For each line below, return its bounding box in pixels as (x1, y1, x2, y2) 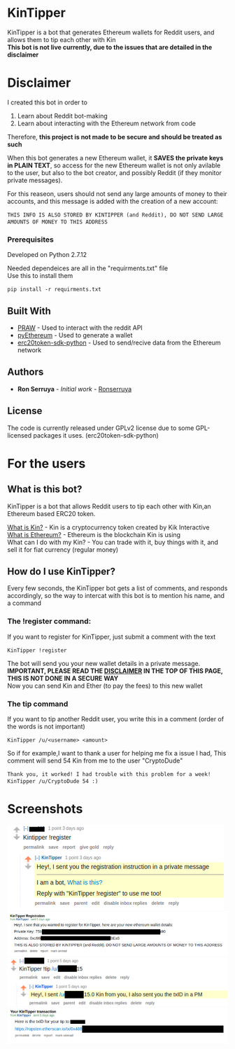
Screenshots (7, 801, 83, 817)
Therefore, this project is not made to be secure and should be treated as (7, 132, 222, 141)
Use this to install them (7, 272, 73, 280)
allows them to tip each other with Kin (7, 35, 116, 43)
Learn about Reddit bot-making (17, 111, 108, 120)
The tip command (7, 699, 69, 709)
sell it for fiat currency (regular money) (7, 545, 119, 554)
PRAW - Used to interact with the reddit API (17, 324, 143, 332)
